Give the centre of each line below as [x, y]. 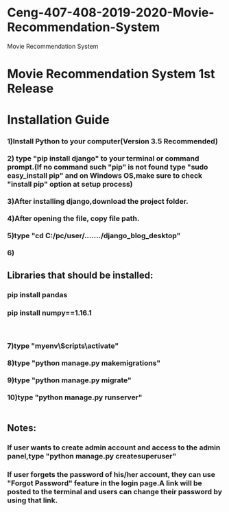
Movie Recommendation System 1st [111, 74]
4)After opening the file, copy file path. [73, 219]
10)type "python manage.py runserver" [75, 397]
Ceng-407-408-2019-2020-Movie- [111, 13]
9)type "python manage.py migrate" [69, 380]
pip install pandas [37, 294]
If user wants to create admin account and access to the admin [114, 447]
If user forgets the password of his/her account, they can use [111, 475]
